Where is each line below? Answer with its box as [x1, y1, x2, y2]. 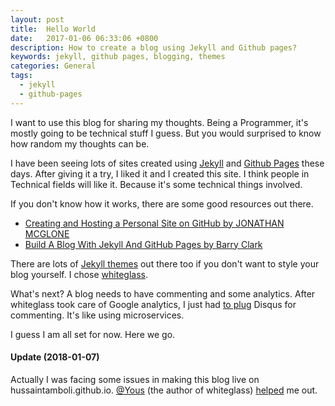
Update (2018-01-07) [10, 351, 100, 363]
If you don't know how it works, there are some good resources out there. [10, 197, 314, 210]
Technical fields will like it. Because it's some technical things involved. [10, 178, 303, 190]
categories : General [10, 61, 97, 71]
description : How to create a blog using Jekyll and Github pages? [10, 42, 298, 53]
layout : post [10, 14, 65, 25]
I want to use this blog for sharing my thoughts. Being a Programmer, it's [10, 116, 309, 128]
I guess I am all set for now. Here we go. [10, 328, 176, 340]
